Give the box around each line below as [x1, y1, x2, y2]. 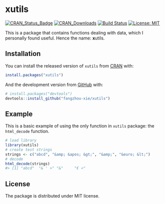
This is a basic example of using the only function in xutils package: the [5, 123, 155, 129]
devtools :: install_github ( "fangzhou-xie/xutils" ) [5, 96, 111, 101]
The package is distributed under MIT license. [5, 193, 100, 199]
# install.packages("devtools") [5, 91, 72, 96]
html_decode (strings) [5, 161, 50, 166]
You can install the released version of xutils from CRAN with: [5, 62, 134, 68]
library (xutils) [5, 142, 39, 148]
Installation [5, 49, 41, 58]
